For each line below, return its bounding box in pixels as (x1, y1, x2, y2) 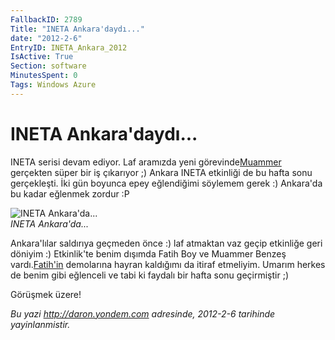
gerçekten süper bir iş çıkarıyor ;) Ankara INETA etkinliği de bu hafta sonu (10, 166, 313, 178)
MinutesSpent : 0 (10, 71, 78, 81)
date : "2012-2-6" (10, 33, 83, 43)
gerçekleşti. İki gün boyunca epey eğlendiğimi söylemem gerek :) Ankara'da (10, 177, 323, 189)
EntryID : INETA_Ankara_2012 (10, 42, 128, 53)
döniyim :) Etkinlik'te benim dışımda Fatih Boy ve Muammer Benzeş (10, 247, 287, 260)
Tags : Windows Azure (10, 80, 97, 90)
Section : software (10, 61, 87, 71)
